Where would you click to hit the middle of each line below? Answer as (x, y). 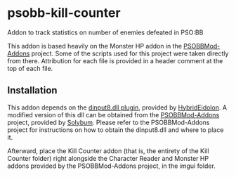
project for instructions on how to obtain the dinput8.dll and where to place (116, 130)
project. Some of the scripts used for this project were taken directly (130, 53)
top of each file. (30, 68)
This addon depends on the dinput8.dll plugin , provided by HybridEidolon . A (117, 107)
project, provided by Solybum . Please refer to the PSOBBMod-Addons (109, 122)
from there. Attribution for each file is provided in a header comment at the (115, 60)
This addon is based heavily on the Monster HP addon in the (95, 46)
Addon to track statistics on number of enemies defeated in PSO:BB (105, 32)
